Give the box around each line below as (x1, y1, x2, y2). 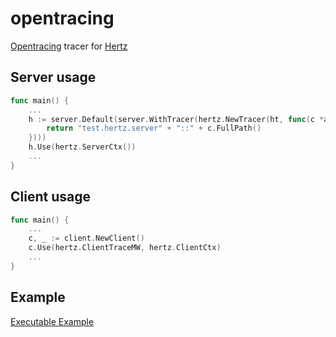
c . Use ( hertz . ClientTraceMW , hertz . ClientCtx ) (28, 243, 222, 253)
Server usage (10, 69, 97, 86)
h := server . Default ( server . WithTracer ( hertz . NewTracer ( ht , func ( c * (28, 114, 325, 124)
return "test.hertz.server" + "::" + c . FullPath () (46, 123, 262, 134)
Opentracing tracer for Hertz (10, 40, 128, 52)
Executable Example (10, 315, 95, 327)
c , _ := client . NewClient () (28, 233, 145, 244)
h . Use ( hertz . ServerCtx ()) (28, 142, 137, 152)
